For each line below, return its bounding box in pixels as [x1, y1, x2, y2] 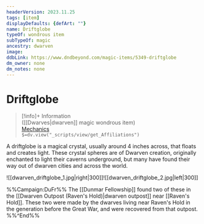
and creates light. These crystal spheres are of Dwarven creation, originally [6, 149, 197, 157]
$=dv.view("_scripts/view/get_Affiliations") [21, 132, 140, 138]
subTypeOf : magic [6, 37, 51, 43]
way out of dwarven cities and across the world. [6, 162, 128, 170]
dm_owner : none [6, 60, 45, 66]
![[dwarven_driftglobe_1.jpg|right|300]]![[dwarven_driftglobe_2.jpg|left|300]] [6, 174, 198, 181]
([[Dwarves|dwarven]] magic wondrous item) [21, 119, 136, 126]
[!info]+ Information [21, 113, 71, 120]
